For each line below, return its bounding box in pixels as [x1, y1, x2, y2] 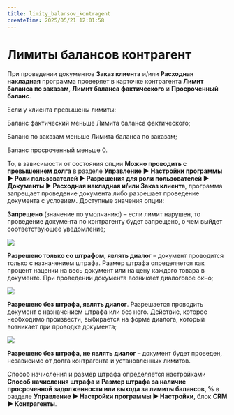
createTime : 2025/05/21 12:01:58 [7, 17, 105, 24]
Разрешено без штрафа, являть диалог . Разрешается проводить [7, 301, 204, 309]
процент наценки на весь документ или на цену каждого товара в [7, 266, 205, 275]
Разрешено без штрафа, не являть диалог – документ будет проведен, [7, 349, 222, 358]
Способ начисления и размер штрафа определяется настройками [7, 370, 206, 379]
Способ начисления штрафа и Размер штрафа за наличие [7, 377, 187, 386]
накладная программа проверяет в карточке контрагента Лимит [7, 77, 204, 86]
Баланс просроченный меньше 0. [7, 146, 108, 154]
